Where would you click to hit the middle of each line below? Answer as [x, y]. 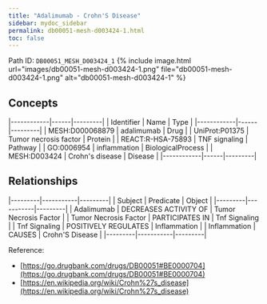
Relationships [43, 181]
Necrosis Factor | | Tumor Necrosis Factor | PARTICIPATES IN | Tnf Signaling [134, 218]
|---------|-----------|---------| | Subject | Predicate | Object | [110, 200]
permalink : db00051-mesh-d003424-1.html [77, 30]
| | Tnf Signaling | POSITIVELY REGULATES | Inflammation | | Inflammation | [132, 226]
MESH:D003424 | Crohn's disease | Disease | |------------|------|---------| [133, 156]
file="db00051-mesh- [197, 70]
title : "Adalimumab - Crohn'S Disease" [75, 16]
